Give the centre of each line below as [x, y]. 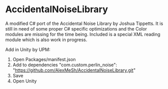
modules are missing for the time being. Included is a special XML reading [83, 34]
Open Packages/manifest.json [44, 59]
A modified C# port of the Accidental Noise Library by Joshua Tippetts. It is [84, 23]
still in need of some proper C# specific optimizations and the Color [76, 28]
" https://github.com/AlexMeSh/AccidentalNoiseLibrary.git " [74, 70]
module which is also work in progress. [46, 40]
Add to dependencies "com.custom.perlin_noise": [65, 65]
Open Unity [25, 81]
